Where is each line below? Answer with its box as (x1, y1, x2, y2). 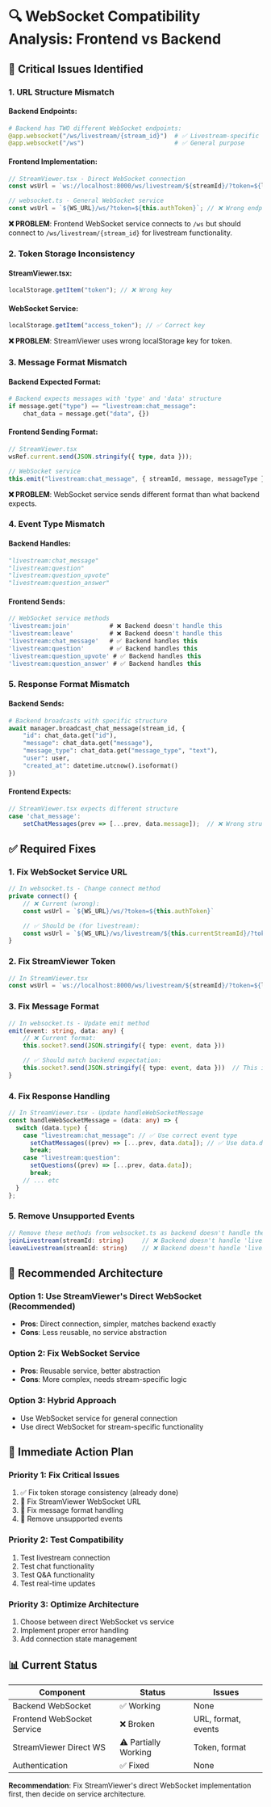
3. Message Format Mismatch (8, 357, 127, 369)
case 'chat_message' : (8, 812, 81, 820)
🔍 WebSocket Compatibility (8, 7, 201, 26)
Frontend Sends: (8, 596, 66, 606)
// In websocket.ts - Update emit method (8, 1019, 150, 1027)
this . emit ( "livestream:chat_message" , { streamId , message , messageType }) (8, 474, 269, 482)
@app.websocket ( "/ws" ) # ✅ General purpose (8, 139, 245, 147)
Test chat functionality (19, 1561, 95, 1571)
